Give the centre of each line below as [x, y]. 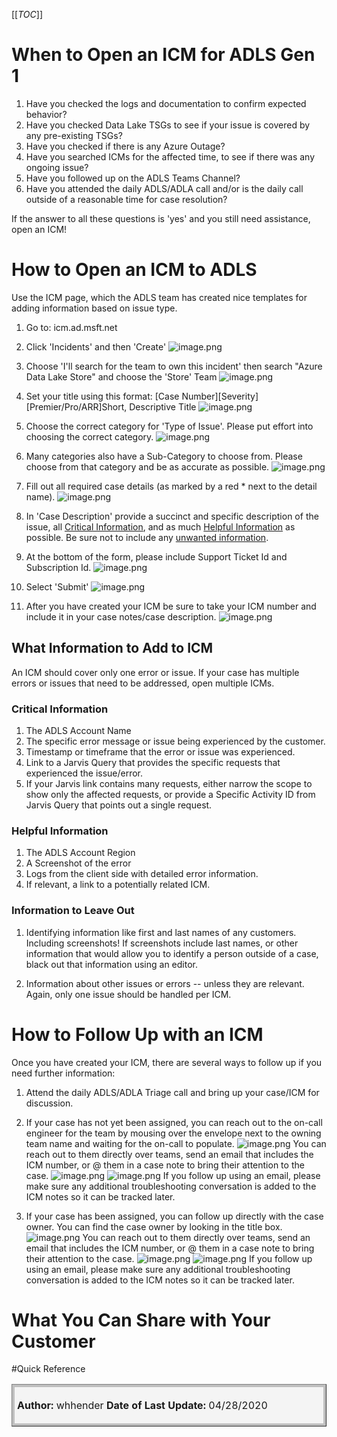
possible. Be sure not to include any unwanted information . [147, 537]
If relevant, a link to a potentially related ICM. [118, 885]
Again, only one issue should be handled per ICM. [128, 994]
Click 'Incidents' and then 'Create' [96, 346]
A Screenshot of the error [78, 863]
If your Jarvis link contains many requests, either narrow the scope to [169, 783]
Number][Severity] [220, 396]
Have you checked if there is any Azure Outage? [125, 146]
